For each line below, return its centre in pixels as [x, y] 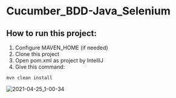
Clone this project [37, 54]
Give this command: [40, 67]
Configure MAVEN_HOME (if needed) [61, 47]
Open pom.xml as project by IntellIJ [59, 60]
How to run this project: [51, 33]
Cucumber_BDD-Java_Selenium [88, 11]
